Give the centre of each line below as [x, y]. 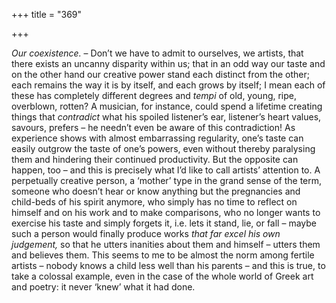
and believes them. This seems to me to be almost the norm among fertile [163, 255]
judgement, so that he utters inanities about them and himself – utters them [166, 244]
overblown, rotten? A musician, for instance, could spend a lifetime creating [167, 106]
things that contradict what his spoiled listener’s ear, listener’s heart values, [166, 117]
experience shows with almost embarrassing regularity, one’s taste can [157, 138]
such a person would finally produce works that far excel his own [146, 233]
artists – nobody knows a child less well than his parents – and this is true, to [168, 265]
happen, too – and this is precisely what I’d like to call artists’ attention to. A [166, 170]
